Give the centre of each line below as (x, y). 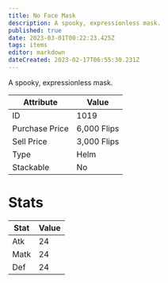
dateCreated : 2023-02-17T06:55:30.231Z (74, 60)
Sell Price (30, 141)
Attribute (40, 102)
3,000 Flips (98, 141)
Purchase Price (40, 128)
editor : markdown (37, 52)
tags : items (28, 45)
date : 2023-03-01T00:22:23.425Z (61, 38)
